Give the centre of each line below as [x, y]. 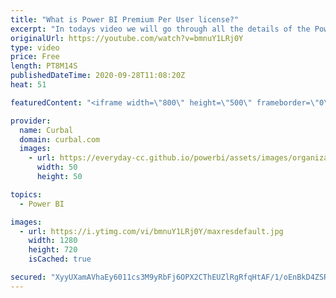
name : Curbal [46, 130]
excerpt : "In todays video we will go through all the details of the [160, 29]
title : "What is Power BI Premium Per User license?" [125, 19]
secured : [28, 277]
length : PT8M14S [44, 66]
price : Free [35, 57]
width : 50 [57, 167]
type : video [35, 47]
